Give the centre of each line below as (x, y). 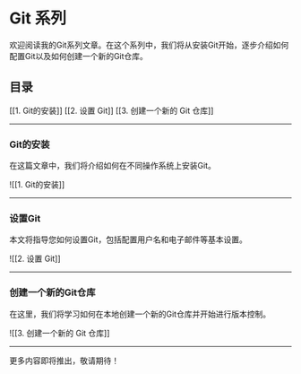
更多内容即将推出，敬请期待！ (64, 361)
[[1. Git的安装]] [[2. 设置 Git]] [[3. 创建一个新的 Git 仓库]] (112, 110)
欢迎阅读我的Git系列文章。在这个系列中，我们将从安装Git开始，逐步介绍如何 (149, 45)
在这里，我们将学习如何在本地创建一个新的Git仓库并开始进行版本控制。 (140, 314)
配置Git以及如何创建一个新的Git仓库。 (78, 56)
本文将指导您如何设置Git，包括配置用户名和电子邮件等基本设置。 (129, 239)
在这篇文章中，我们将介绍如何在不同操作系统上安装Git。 (113, 166)
